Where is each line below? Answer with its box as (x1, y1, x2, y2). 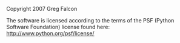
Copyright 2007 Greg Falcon (6, 5, 78, 12)
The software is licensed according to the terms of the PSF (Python (6, 17, 175, 24)
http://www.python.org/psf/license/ (6, 30, 95, 37)
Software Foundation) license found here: (6, 24, 110, 30)
